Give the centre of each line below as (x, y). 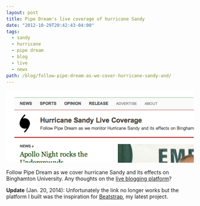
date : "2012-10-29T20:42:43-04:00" (50, 25)
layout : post (22, 13)
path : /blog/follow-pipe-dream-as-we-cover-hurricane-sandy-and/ (89, 76)
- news (20, 69)
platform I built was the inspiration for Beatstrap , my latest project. (87, 196)
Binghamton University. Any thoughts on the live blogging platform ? (89, 179)
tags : (13, 32)
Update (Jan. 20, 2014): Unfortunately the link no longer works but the (93, 190)
